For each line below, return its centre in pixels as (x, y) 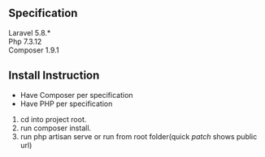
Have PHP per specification (66, 104)
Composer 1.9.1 (34, 50)
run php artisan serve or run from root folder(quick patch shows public (139, 136)
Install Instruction (54, 76)
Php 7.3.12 (25, 41)
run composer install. (56, 128)
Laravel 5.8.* (30, 32)
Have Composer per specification (76, 95)
